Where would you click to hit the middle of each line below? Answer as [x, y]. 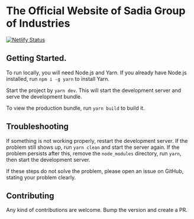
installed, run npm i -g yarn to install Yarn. [58, 79]
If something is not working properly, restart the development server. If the [97, 140]
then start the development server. [48, 159]
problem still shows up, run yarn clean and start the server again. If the [93, 147]
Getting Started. [36, 58]
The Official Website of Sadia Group [96, 11]
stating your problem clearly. [41, 177]
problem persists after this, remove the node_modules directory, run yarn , [94, 153]
